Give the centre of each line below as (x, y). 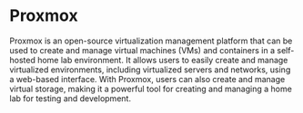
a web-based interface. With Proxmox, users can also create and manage (147, 79)
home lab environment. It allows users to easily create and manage (163, 60)
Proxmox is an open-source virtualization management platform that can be (151, 41)
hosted (23, 60)
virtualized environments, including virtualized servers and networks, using (150, 70)
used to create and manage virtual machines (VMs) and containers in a (142, 50)
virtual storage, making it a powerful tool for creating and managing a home (151, 89)
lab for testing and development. (71, 98)
